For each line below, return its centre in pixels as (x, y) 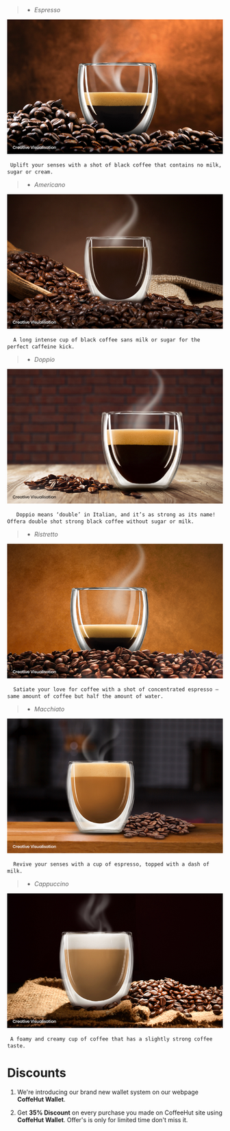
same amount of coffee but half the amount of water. (86, 696)
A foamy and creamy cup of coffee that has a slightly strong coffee (111, 1039)
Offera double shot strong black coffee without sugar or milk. (101, 522)
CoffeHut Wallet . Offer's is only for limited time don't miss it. (102, 1119)
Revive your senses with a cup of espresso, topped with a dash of (112, 864)
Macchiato (49, 709)
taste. (16, 1046)
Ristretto (46, 534)
